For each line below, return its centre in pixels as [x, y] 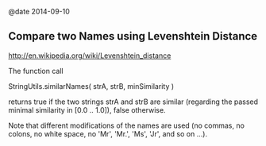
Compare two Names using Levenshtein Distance [133, 36]
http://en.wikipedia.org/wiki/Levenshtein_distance [90, 56]
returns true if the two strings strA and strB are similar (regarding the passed [133, 102]
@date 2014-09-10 [39, 12]
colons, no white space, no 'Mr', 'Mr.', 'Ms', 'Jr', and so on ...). [108, 133]
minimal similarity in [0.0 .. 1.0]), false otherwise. [87, 109]
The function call [36, 71]
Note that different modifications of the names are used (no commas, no [126, 125]
